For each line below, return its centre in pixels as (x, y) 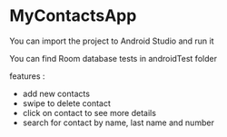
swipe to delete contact (67, 103)
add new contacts (56, 93)
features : (27, 76)
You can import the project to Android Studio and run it (112, 41)
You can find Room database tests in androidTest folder (113, 58)
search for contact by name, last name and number (118, 122)
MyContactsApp (73, 16)
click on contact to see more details (89, 113)
